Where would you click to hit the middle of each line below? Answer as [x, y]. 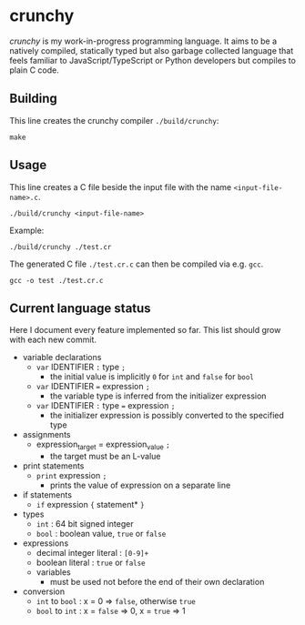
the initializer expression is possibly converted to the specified [167, 416]
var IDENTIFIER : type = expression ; [106, 406]
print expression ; [71, 476]
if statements [47, 495]
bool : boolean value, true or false [101, 534]
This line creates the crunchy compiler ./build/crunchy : [114, 120]
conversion [44, 591]
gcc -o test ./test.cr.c [56, 280]
